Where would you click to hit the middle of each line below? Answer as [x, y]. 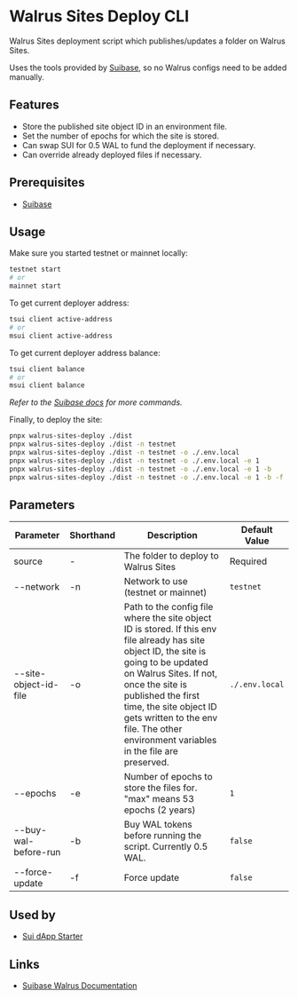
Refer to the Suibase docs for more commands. [96, 402]
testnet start [35, 270]
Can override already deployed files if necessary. [112, 155]
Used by [32, 915]
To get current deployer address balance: [85, 353]
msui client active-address [61, 336]
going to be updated [166, 662]
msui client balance [47, 385]
